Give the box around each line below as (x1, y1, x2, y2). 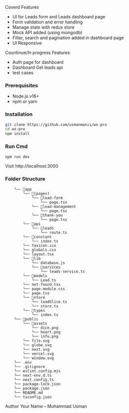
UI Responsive (12, 40, 42, 46)
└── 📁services (31, 265, 61, 270)
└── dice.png (31, 325, 58, 330)
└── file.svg (23, 338, 50, 343)
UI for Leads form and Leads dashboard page (12, 14, 105, 19)
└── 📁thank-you (31, 213, 63, 218)
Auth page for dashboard (12, 59, 64, 65)
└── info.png (31, 334, 58, 339)
